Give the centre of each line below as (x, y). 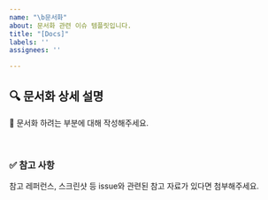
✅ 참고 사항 (32, 165)
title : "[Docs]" (39, 34)
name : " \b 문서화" (38, 17)
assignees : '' (35, 50)
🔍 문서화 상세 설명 (57, 96)
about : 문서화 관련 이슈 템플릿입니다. (70, 26)
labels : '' (29, 42)
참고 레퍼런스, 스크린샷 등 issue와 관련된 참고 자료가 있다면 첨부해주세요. (134, 186)
